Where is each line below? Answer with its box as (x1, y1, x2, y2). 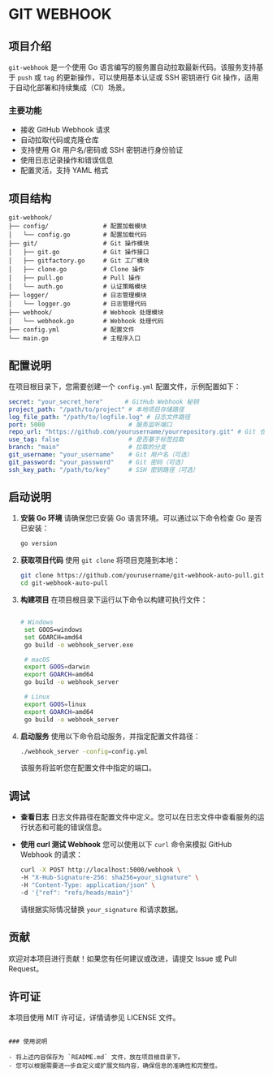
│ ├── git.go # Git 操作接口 (8, 249, 149, 257)
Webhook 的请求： (19, 850, 84, 859)
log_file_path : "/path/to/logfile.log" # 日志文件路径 (8, 413, 191, 421)
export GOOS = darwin (24, 663, 90, 671)
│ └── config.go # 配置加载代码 (8, 231, 147, 240)
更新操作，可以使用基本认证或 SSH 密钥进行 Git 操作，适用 (63, 72, 259, 82)
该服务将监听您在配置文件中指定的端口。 (19, 763, 156, 772)
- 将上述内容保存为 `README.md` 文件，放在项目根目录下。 (8, 1053, 184, 1062)
